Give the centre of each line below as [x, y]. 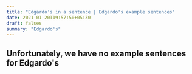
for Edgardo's [33, 63]
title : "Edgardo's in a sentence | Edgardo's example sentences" [91, 12]
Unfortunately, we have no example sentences [96, 53]
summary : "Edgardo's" [34, 29]
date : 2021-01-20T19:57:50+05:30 [49, 18]
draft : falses [24, 23]
